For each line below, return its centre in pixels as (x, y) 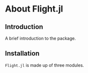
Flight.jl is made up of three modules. (44, 65)
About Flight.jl (34, 9)
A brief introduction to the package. (40, 38)
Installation (22, 53)
